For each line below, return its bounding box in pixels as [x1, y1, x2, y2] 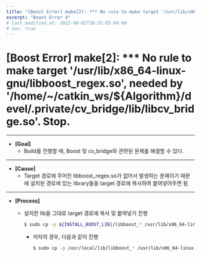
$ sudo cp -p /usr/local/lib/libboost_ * [32, 245, 135, 252]
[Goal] [14, 140, 31, 147]
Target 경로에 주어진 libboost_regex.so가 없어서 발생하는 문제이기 [23, 172, 179, 180]
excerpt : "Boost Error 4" [6, 14, 71, 20]
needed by [129, 77, 184, 90]
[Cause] [14, 165, 36, 173]
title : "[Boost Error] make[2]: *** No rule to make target [6, 8, 160, 15]
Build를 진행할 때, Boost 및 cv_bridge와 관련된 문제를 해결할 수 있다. [23, 147, 184, 155]
